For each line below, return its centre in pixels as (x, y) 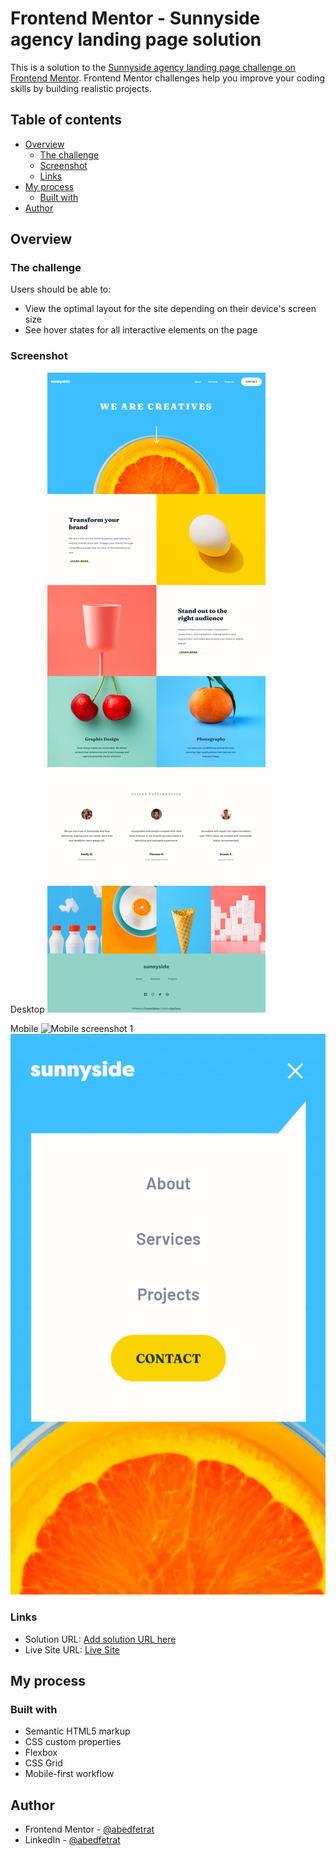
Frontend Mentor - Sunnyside (135, 18)
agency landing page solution (136, 39)
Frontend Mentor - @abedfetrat (89, 1829)
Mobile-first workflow (69, 1774)
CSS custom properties (73, 1742)
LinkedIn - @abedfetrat (72, 1840)
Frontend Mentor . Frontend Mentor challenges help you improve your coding (168, 78)
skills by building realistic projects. (81, 88)
